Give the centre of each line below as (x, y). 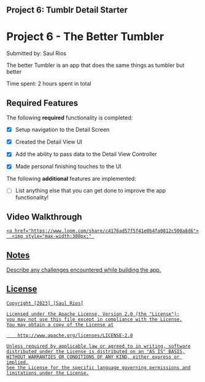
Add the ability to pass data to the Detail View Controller (86, 154)
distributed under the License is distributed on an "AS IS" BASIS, (96, 351)
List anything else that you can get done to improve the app (91, 191)
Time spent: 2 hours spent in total (49, 84)
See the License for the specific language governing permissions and (99, 367)
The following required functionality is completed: (70, 118)
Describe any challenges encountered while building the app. (84, 270)
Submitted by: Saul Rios (36, 53)
